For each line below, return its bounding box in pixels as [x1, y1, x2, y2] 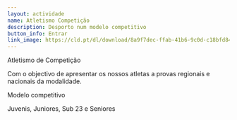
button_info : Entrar [7, 30, 68, 37]
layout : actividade [7, 10, 65, 18]
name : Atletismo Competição [7, 17, 90, 24]
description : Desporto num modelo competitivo [7, 23, 147, 30]
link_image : [7, 37, 42, 44]
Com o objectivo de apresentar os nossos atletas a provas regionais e [7, 70, 210, 78]
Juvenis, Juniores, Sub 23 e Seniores [7, 104, 116, 113]
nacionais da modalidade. [7, 77, 83, 85]
